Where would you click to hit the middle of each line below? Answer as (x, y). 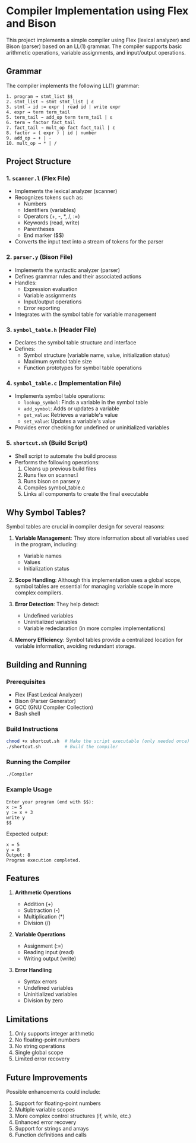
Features (23, 878)
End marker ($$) (44, 235)
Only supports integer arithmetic (54, 1034)
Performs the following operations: (57, 462)
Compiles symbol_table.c (54, 487)
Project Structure (39, 162)
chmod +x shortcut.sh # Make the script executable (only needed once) (98, 741)
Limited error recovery (42, 1059)
